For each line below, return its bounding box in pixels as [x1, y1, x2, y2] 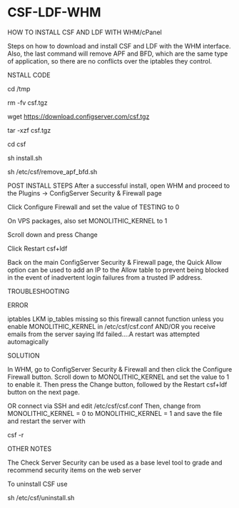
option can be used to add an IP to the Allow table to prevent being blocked [7, 265, 229, 274]
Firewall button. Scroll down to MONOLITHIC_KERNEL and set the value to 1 [7, 372, 230, 381]
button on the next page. [7, 387, 80, 396]
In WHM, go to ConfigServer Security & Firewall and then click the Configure [7, 365, 233, 373]
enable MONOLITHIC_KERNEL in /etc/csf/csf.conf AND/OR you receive [7, 322, 216, 330]
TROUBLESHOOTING [7, 287, 70, 295]
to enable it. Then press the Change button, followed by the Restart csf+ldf [7, 380, 228, 389]
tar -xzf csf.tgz [7, 126, 51, 134]
